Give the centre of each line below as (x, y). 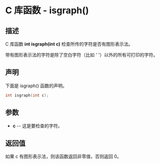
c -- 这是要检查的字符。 (37, 126)
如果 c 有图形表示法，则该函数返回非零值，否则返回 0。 (63, 156)
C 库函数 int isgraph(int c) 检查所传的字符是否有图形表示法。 (69, 44)
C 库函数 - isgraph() (47, 10)
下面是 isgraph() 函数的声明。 (36, 86)
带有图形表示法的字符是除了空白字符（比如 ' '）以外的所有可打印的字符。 (82, 55)
